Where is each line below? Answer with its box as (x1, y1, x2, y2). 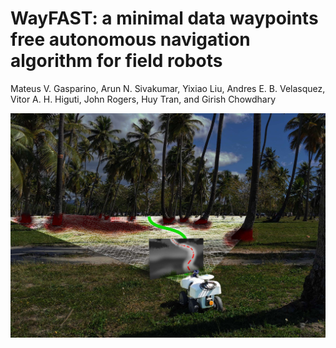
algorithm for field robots (10, 50, 223, 72)
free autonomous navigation (10, 28, 251, 51)
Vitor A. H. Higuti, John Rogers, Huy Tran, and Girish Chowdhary (10, 93, 277, 105)
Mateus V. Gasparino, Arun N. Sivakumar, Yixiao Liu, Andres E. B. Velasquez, (10, 82, 326, 94)
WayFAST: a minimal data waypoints (10, 7, 319, 30)
